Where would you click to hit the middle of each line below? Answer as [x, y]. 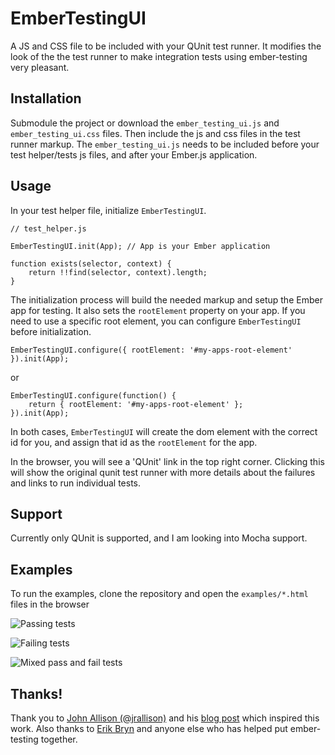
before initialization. [51, 331]
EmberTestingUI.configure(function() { [93, 395]
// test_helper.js [48, 228]
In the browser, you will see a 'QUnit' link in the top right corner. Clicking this [167, 461]
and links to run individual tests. [76, 483]
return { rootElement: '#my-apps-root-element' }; [136, 404]
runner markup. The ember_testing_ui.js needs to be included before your [165, 144]
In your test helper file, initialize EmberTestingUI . [108, 210]
